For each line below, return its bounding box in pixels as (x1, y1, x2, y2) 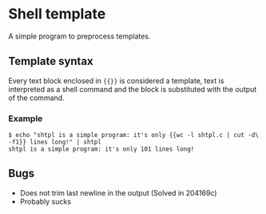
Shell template (8, 5, 106, 23)
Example (8, 113, 43, 124)
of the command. (8, 93, 66, 103)
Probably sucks (19, 196, 72, 206)
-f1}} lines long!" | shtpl (8, 138, 102, 147)
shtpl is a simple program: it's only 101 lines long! (8, 145, 195, 153)
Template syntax (8, 55, 93, 68)
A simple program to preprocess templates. (8, 31, 151, 41)
